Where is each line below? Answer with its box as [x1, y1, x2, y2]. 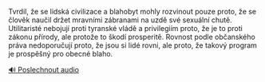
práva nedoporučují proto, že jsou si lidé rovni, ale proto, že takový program [8, 41, 258, 50]
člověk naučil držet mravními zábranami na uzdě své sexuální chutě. [8, 15, 233, 25]
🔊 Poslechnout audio [8, 65, 80, 74]
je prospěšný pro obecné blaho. [8, 49, 113, 58]
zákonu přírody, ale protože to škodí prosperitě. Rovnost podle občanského [8, 32, 255, 41]
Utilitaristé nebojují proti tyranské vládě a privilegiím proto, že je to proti [8, 24, 243, 33]
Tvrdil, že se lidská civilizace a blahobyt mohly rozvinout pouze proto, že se [8, 7, 257, 16]
